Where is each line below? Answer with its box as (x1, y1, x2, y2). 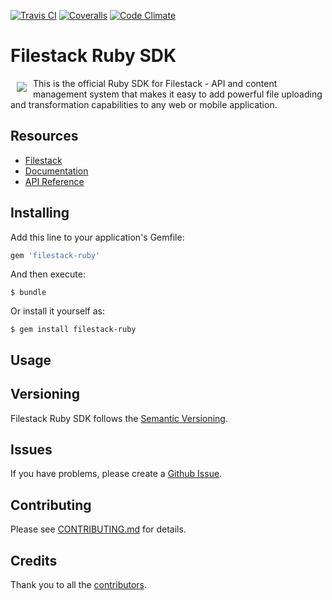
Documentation (24, 165, 89, 177)
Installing (10, 205, 70, 222)
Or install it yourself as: (10, 305, 105, 317)
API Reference (24, 175, 85, 187)
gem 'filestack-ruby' (10, 250, 101, 260)
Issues (10, 441, 53, 459)
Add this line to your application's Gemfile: (10, 231, 185, 243)
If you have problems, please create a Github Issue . (10, 468, 223, 480)
